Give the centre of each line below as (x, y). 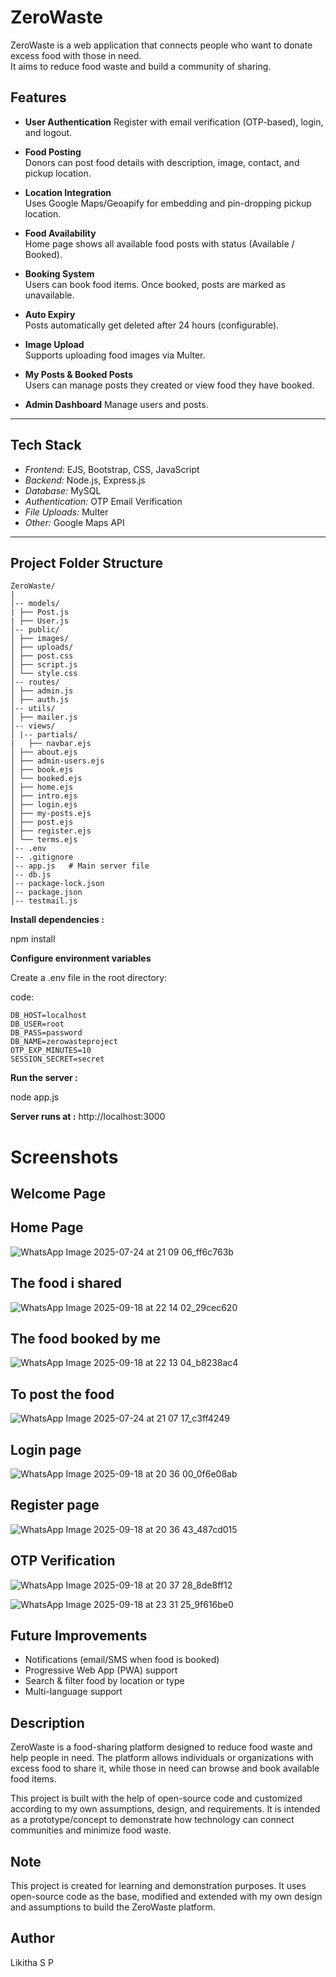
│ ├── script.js (44, 665)
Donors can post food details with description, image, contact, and (162, 162)
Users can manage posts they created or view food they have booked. (169, 385)
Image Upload (54, 344)
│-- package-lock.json (57, 884)
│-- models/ (35, 604)
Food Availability (60, 233)
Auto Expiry (50, 314)
